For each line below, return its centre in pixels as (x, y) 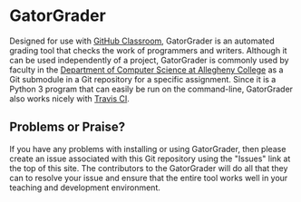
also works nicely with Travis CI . (69, 98)
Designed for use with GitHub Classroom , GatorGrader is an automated (142, 41)
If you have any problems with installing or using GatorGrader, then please (148, 149)
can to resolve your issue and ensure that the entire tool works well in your (149, 178)
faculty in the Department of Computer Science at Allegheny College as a (146, 70)
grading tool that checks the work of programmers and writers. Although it (148, 50)
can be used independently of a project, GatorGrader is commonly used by (149, 60)
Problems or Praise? (68, 127)
